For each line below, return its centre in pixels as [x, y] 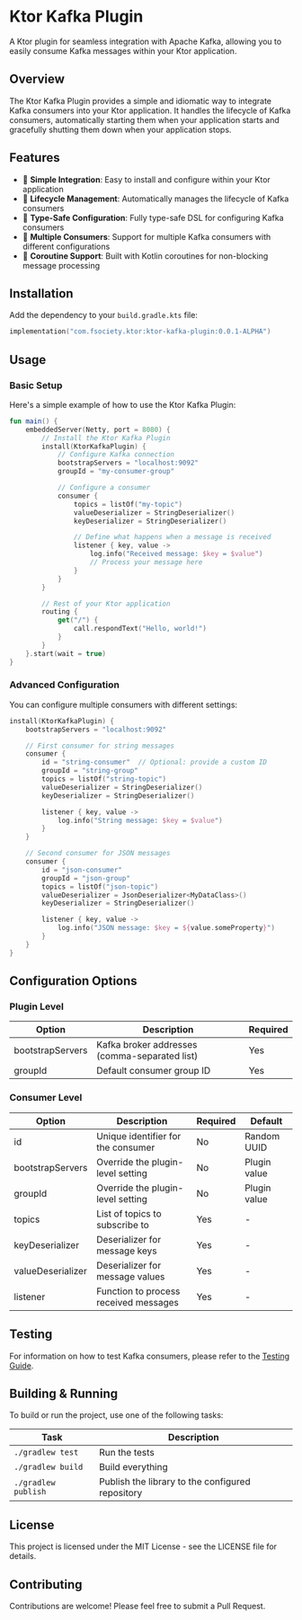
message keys [126, 1251]
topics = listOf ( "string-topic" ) [104, 779]
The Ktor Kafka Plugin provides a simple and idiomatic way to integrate [141, 101]
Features [35, 158]
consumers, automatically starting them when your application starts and [145, 120]
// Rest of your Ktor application [106, 604]
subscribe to [123, 1225]
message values [130, 1276]
